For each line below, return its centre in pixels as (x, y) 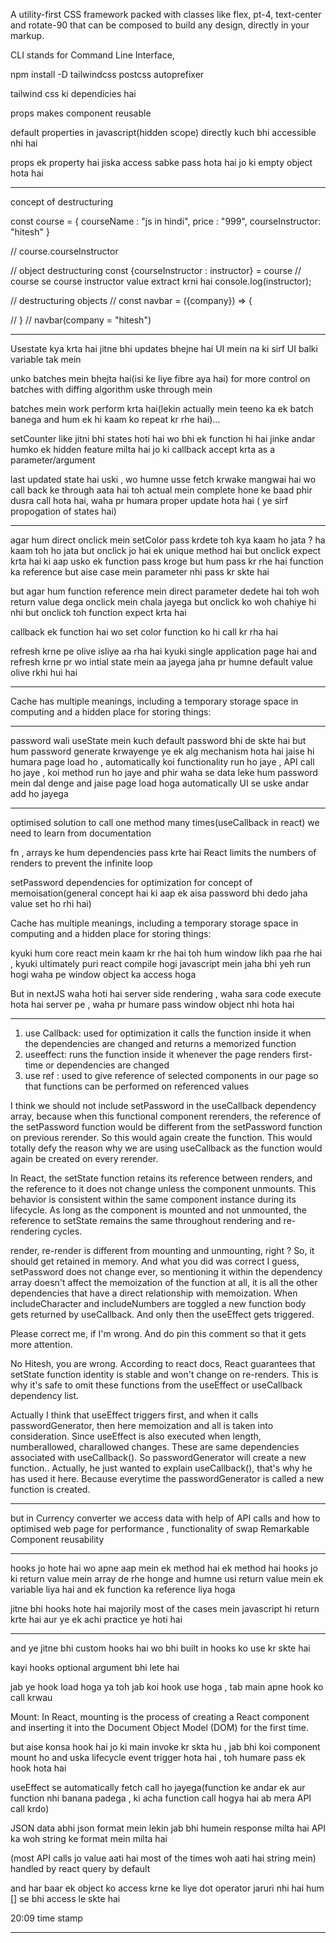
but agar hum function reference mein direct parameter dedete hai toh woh (165, 591)
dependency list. (45, 1395)
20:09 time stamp (46, 1918)
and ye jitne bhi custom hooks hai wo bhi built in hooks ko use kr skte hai (160, 1648)
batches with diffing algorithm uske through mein (111, 389)
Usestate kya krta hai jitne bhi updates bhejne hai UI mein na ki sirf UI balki (164, 348)
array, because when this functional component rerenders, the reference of (166, 1116)
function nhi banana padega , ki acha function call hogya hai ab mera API (161, 1798)
